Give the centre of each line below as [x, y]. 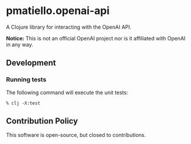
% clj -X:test [23, 103]
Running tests [26, 80]
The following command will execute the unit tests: [67, 92]
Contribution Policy [42, 121]
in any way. [20, 44]
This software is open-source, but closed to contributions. [76, 135]
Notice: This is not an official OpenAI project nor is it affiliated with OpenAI [96, 38]
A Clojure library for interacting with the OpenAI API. [69, 27]
